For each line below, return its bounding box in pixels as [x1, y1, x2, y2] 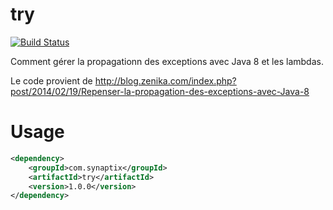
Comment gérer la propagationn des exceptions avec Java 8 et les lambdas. [10, 55, 324, 67]
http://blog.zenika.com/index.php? [94, 74, 237, 87]
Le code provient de [10, 74, 93, 87]
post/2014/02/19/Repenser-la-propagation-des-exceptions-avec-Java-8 [10, 85, 310, 97]
